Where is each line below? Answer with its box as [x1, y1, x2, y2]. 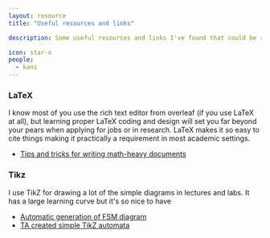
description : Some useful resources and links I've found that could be [8, 34, 257, 42]
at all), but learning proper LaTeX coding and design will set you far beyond [8, 117, 257, 126]
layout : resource [8, 11, 67, 20]
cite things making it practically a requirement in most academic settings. [8, 133, 251, 143]
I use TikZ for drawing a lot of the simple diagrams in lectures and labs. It [8, 187, 250, 197]
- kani [15, 64, 38, 72]
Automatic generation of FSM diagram [19, 211, 147, 221]
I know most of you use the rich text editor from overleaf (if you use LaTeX [8, 108, 255, 117]
